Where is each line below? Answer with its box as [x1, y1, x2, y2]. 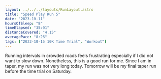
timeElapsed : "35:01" [5, 26, 50, 30]
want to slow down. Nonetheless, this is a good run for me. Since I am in [5, 57, 152, 64]
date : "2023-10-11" [5, 16, 45, 21]
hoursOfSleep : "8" [5, 21, 43, 26]
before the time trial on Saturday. [5, 68, 72, 74]
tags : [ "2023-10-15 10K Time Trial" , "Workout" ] [5, 39, 107, 44]
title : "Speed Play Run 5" [5, 12, 61, 17]
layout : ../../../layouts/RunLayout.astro [5, 7, 94, 12]
